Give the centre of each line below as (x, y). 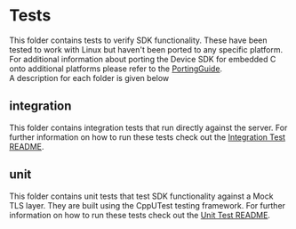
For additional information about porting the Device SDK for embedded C (143, 59)
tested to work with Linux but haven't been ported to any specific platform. (146, 49)
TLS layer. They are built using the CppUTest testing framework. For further (148, 205)
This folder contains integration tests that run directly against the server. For (148, 127)
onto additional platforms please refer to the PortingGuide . (116, 69)
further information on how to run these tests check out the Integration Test (148, 137)
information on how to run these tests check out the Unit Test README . (140, 215)
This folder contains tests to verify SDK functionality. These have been (139, 40)
